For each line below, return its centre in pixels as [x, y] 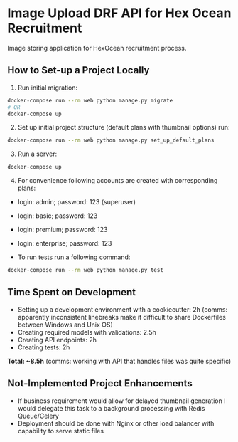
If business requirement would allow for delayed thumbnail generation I [121, 401]
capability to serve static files [61, 431]
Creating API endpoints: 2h [57, 340]
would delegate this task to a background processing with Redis [111, 408]
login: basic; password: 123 [58, 216]
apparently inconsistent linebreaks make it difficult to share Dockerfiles [121, 317]
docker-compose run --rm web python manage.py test [85, 270]
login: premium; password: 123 [63, 230]
